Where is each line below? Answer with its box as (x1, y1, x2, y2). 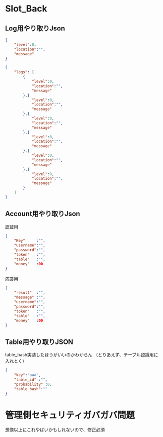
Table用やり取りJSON (5, 337, 73, 346)
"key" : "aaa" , (14, 373, 41, 378)
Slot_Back (5, 3, 48, 14)
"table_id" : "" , (14, 377, 48, 382)
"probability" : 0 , (14, 382, 52, 387)
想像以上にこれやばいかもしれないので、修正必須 (5, 427, 105, 433)
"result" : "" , (14, 290, 46, 295)
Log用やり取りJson (5, 24, 65, 32)
